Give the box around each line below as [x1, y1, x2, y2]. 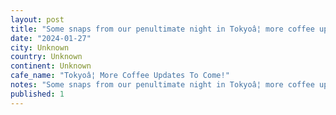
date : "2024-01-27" [10, 33, 92, 43]
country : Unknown [10, 52, 83, 62]
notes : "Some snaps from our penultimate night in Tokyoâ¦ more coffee [10, 80, 315, 90]
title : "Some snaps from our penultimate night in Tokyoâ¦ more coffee [10, 24, 315, 34]
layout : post [10, 14, 65, 25]
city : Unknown [10, 42, 70, 53]
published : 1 [10, 89, 65, 99]
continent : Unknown [10, 61, 92, 71]
